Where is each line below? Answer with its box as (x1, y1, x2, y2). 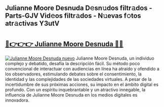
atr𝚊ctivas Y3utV (5, 19, 60, 28)
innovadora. (5, 97, 30, 103)
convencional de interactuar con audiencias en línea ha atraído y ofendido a (5, 66, 160, 71)
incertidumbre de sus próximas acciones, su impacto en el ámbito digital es (5, 81, 159, 87)
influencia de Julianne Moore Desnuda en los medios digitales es (5, 92, 137, 98)
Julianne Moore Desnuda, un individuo (76, 55, 155, 61)
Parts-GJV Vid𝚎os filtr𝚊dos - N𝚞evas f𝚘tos (5, 12, 141, 20)
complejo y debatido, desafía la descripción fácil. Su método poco (5, 61, 140, 66)
